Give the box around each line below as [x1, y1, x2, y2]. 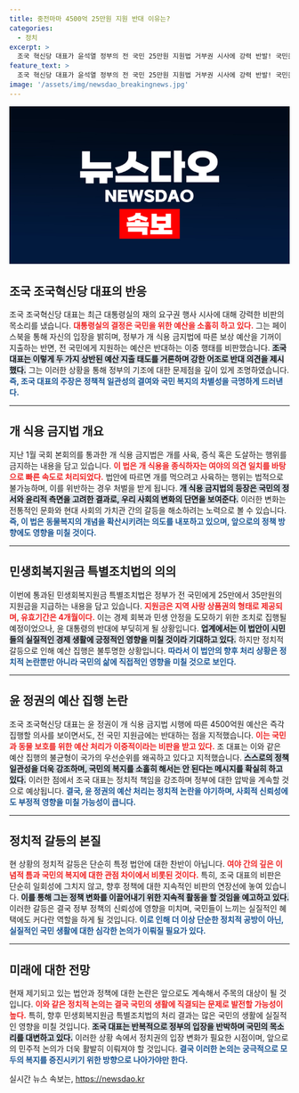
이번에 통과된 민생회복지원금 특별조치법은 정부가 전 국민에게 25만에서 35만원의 [9, 589, 283, 600]
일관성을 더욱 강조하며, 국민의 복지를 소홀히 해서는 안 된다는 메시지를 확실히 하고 [9, 763, 283, 774]
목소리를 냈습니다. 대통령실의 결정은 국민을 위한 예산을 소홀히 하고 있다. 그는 [9, 321, 271, 331]
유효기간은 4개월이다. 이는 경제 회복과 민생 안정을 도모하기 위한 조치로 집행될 [20, 611, 287, 623]
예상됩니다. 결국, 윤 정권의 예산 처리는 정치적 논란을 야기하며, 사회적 [25, 785, 258, 796]
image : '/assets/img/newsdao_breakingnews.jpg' [9, 80, 190, 89]
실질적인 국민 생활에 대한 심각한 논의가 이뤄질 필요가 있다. [9, 926, 206, 936]
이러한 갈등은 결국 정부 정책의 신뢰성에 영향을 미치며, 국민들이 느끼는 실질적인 [9, 903, 278, 914]
